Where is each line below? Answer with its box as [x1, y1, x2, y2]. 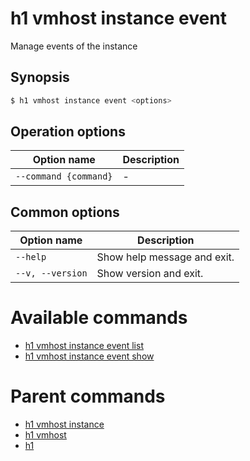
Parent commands [10, 385, 166, 408]
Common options [10, 203, 120, 221]
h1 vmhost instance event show [24, 350, 155, 362]
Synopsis [10, 69, 70, 86]
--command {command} [15, 171, 113, 182]
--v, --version [15, 268, 88, 279]
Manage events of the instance [10, 40, 138, 52]
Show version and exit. [96, 267, 204, 281]
